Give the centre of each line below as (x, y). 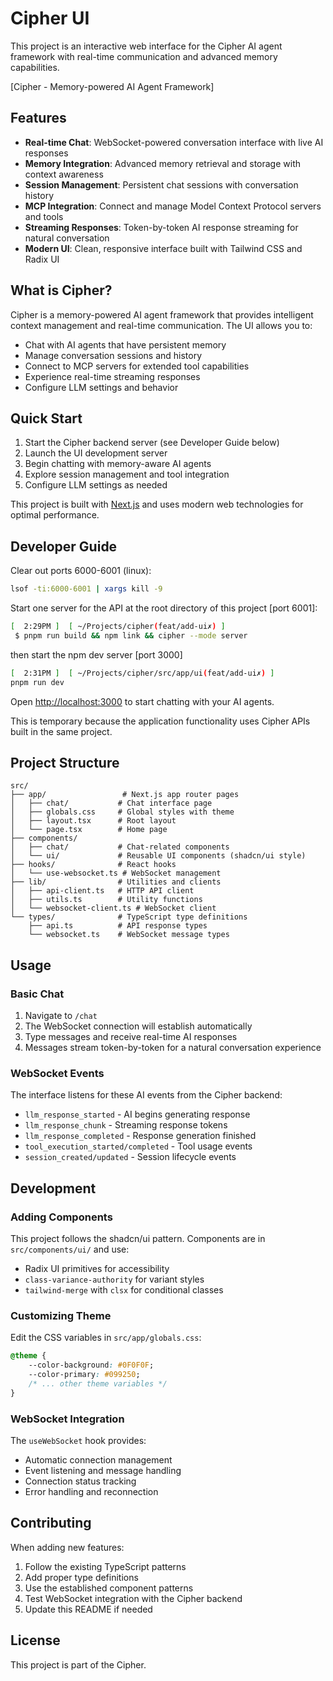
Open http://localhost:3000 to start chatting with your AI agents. (142, 701)
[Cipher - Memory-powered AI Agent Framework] (112, 86)
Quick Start (46, 418)
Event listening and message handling (103, 1471)
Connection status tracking (80, 1481)
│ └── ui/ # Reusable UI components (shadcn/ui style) (158, 856)
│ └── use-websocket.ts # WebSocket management (116, 873)
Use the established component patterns (109, 1588)
